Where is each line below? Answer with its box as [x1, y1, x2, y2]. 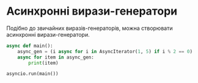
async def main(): [6, 43, 53, 49]
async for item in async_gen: [17, 54, 95, 60]
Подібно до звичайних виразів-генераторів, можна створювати [6, 24, 173, 32]
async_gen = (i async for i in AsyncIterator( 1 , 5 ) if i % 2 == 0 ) [17, 48, 193, 54]
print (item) [28, 60, 59, 66]
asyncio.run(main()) [6, 71, 59, 77]
